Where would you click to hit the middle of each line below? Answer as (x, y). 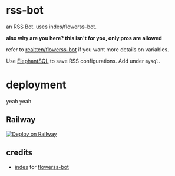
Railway (21, 120)
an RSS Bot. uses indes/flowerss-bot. (52, 27)
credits (19, 153)
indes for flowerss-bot (42, 167)
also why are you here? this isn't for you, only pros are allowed (84, 38)
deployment (36, 85)
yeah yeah (19, 101)
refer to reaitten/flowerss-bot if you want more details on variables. (87, 49)
